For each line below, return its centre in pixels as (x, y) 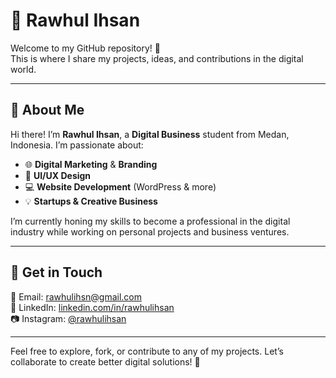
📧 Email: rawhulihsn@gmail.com (76, 296)
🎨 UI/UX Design (58, 175)
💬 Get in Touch (56, 272)
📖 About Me (47, 110)
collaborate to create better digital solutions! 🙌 (105, 361)
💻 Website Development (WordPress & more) (120, 186)
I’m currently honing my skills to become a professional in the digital (150, 221)
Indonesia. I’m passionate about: (77, 145)
